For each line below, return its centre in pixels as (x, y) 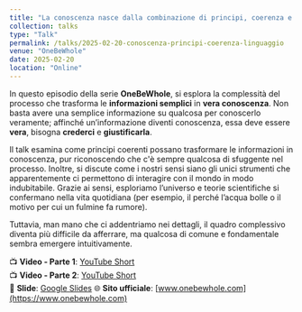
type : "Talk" (34, 34)
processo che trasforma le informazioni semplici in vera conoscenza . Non (149, 103)
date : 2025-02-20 (42, 60)
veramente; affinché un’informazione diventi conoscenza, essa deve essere (150, 122)
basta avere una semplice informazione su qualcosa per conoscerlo (135, 113)
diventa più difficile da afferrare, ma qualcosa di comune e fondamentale (144, 234)
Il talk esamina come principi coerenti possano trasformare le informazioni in (151, 149)
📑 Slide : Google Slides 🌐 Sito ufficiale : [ (84, 288)
